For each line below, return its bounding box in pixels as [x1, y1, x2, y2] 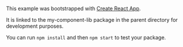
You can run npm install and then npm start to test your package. [6, 34, 166, 41]
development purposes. [6, 23, 64, 29]
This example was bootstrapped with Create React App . [6, 5, 141, 12]
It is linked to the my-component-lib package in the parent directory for [6, 16, 178, 23]
